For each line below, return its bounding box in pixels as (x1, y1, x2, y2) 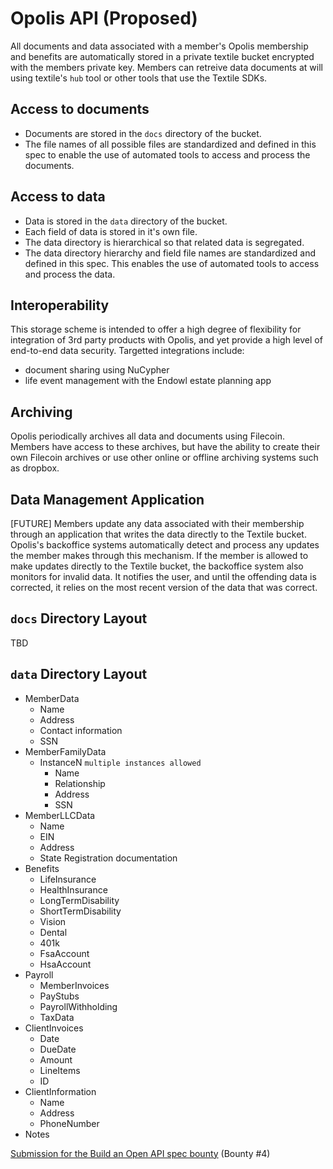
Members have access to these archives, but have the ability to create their (10, 441, 321, 453)
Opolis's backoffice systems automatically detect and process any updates (10, 539, 320, 551)
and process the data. (24, 268, 116, 280)
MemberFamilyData (24, 745, 107, 757)
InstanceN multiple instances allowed (39, 756, 202, 768)
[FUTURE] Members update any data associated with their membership (10, 518, 305, 529)
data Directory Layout (10, 666, 148, 683)
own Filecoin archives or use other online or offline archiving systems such (10, 452, 319, 464)
